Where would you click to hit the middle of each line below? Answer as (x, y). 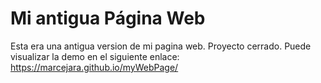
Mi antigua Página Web (108, 18)
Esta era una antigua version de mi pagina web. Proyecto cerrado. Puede (161, 46)
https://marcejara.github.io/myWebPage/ (94, 67)
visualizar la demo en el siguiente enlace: (95, 56)
